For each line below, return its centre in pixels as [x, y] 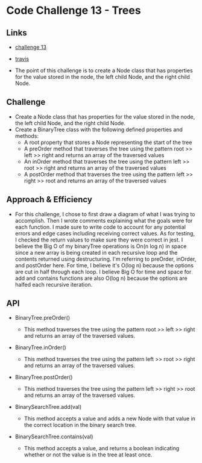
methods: [27, 135]
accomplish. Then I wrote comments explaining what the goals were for [104, 220]
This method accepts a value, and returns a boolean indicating [102, 449]
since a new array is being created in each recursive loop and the [96, 252]
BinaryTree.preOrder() [43, 318]
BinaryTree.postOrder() [44, 378]
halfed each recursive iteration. [54, 284]
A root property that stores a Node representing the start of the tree [108, 142]
